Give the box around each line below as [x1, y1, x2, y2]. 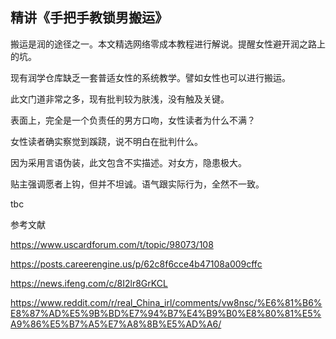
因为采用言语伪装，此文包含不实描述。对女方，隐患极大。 [10, 156, 247, 168]
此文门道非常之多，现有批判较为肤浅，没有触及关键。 [10, 93, 230, 105]
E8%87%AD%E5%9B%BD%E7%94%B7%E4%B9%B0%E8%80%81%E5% [10, 307, 322, 319]
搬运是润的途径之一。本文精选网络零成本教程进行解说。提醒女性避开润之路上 [10, 38, 326, 50]
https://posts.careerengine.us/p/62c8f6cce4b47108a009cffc [10, 258, 263, 270]
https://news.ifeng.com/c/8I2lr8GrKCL [10, 277, 168, 289]
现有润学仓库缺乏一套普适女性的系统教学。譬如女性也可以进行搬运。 [10, 71, 291, 83]
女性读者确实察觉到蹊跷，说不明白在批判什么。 [10, 135, 203, 147]
